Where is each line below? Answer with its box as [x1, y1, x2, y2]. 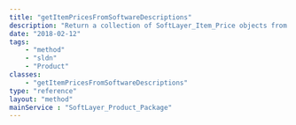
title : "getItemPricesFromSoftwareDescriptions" [9, 12, 192, 22]
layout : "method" [9, 94, 74, 104]
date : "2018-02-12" [9, 29, 82, 38]
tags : [9, 37, 29, 47]
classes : [9, 70, 42, 79]
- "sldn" [25, 54, 58, 62]
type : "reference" [9, 86, 77, 95]
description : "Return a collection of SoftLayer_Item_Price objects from [9, 21, 288, 30]
